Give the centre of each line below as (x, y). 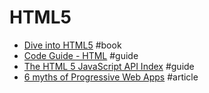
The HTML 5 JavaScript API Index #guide (109, 66)
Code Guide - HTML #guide (81, 55)
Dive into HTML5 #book (72, 45)
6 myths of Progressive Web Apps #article (111, 77)
